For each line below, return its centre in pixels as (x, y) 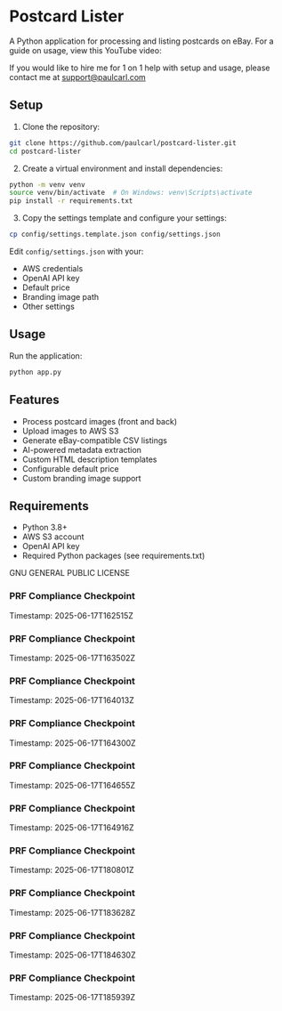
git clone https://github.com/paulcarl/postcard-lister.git (123, 143)
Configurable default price (70, 468)
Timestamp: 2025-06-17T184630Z (73, 955)
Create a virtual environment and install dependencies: (122, 168)
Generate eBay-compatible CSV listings (94, 440)
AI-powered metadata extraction (82, 449)
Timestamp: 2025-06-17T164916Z (72, 828)
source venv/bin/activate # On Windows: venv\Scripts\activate (131, 193)
